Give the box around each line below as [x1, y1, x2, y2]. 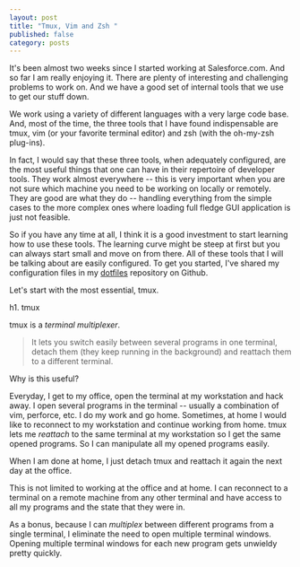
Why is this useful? [9, 373, 79, 384]
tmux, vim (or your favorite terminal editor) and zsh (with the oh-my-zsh [9, 127, 275, 139]
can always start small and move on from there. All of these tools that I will [9, 249, 284, 259]
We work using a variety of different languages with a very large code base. [9, 109, 289, 119]
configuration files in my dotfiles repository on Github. [9, 267, 209, 278]
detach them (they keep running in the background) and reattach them [30, 346, 292, 357]
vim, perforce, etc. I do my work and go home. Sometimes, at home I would [9, 410, 287, 421]
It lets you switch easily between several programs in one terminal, [30, 337, 278, 348]
